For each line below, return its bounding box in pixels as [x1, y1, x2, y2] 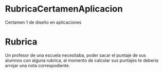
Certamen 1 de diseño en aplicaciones [5, 19, 82, 25]
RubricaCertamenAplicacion [5, 3, 123, 15]
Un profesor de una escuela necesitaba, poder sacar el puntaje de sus [5, 52, 146, 58]
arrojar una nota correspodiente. [5, 62, 71, 68]
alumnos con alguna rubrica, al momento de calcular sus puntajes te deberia [5, 57, 159, 63]
